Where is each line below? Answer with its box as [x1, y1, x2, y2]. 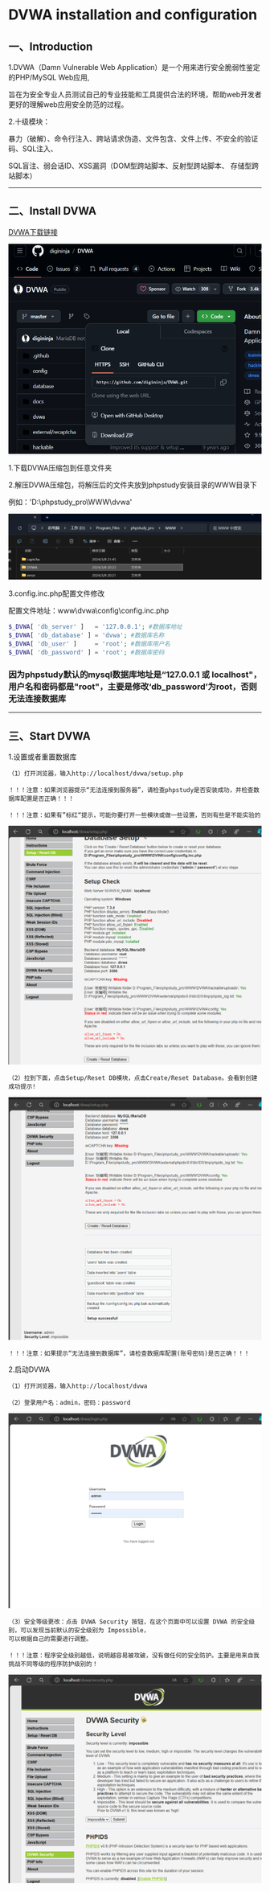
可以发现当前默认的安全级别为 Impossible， [19, 1627, 150, 1635]
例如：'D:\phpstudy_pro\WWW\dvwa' [8, 497, 133, 507]
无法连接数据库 [8, 693, 67, 704]
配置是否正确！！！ [19, 794, 75, 803]
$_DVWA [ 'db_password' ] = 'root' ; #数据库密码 [8, 649, 165, 657]
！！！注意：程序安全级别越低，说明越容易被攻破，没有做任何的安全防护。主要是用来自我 [8, 1652, 260, 1660]
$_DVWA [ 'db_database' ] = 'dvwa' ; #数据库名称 [8, 631, 165, 640]
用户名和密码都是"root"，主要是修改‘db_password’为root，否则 [8, 681, 257, 692]
